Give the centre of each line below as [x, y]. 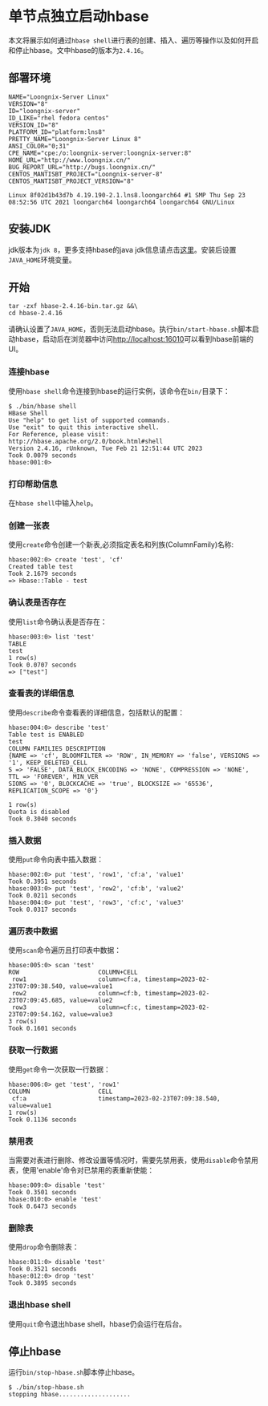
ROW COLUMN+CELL [73, 972]
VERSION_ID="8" [34, 125]
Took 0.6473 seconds [43, 1207]
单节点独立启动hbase [79, 16]
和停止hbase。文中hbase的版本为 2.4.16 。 [78, 50]
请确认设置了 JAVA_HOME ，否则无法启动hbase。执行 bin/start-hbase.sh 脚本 [130, 329]
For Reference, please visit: [59, 434]
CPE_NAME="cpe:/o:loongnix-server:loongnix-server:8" [100, 153]
